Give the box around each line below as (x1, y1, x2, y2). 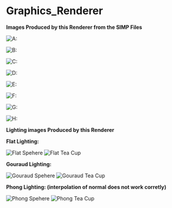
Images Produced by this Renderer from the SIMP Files (6, 24, 143, 31)
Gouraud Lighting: (6, 160, 52, 167)
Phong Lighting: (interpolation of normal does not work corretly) (6, 183, 167, 190)
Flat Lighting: (6, 137, 39, 145)
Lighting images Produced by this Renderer (6, 126, 115, 133)
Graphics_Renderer (6, 4, 103, 18)
